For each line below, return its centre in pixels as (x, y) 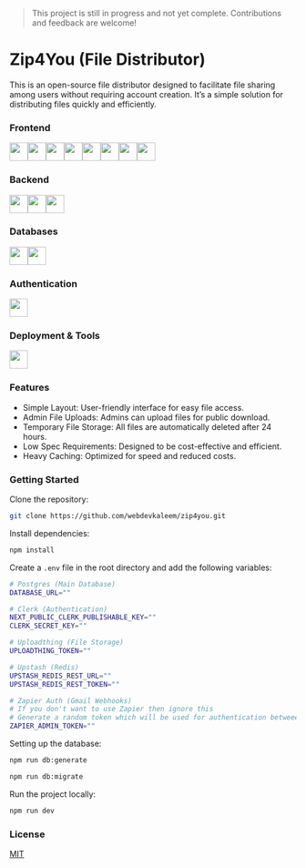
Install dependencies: (50, 533)
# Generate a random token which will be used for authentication (138, 718)
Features (30, 388)
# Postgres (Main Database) (63, 584)
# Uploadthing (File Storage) (67, 643)
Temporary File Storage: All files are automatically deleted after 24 (147, 426)
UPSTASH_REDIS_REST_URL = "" (61, 676)
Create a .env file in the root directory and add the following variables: (141, 567)
